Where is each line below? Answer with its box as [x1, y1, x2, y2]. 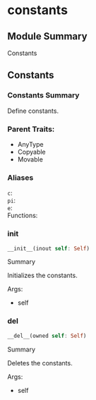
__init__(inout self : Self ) [7, 245, 90, 252]
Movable [17, 154, 44, 164]
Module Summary [7, 30, 88, 42]
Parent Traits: [7, 124, 55, 134]
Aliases [7, 172, 34, 182]
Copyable [17, 147, 46, 156]
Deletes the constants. [7, 358, 73, 367]
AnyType [17, 140, 44, 148]
